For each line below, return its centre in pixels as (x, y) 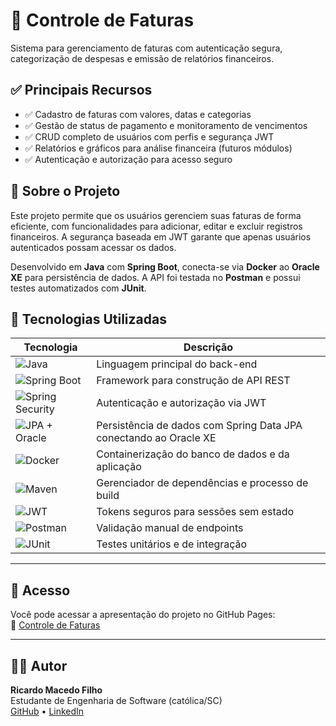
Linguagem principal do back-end (177, 364)
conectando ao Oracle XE (156, 438)
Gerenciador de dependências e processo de (202, 483)
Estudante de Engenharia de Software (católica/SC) (116, 700)
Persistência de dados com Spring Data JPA (199, 426)
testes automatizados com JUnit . (78, 288)
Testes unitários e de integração (172, 544)
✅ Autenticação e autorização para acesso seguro (128, 159)
